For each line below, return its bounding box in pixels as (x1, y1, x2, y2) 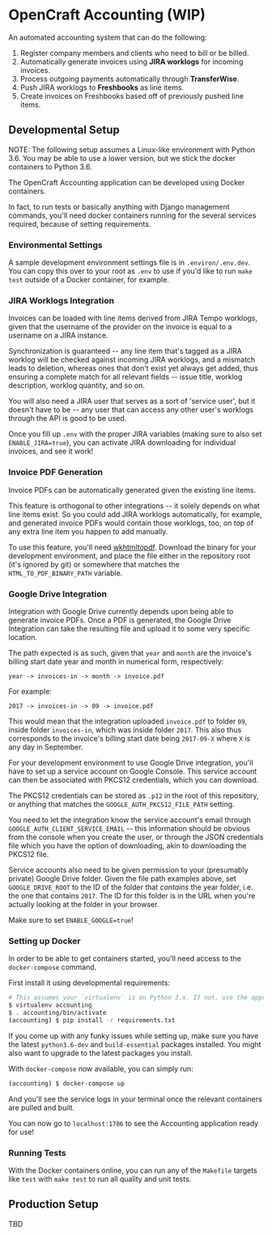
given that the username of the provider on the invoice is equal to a (8, 322, 232, 332)
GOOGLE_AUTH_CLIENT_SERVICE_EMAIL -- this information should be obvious (8, 823, 251, 833)
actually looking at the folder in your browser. (8, 899, 159, 909)
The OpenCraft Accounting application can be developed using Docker (8, 177, 245, 187)
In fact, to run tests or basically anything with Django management (8, 202, 230, 211)
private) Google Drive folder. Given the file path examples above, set (8, 873, 236, 883)
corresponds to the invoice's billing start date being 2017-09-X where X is (8, 733, 251, 743)
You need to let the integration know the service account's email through (8, 815, 251, 825)
